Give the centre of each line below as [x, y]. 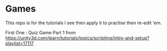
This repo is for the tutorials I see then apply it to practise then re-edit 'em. [83, 23]
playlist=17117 [20, 43]
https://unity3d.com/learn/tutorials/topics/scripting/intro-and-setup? [77, 38]
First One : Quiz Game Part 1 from [40, 32]
